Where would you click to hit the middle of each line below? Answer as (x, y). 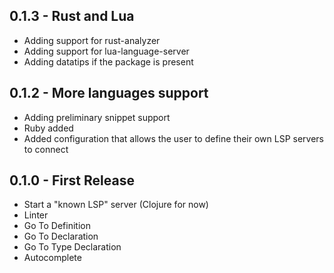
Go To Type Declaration (72, 247)
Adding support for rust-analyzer (92, 40)
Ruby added (48, 128)
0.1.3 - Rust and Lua (72, 16)
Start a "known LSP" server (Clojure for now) (116, 205)
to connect (46, 149)
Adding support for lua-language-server (106, 51)
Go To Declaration (61, 236)
